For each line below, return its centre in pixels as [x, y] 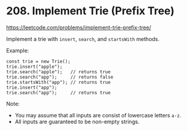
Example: [18, 50]
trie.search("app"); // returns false [60, 77]
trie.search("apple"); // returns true [59, 72]
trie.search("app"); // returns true [59, 93]
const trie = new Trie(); [38, 61]
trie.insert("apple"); [34, 67]
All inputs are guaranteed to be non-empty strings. [77, 121]
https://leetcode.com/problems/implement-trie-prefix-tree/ [79, 27]
